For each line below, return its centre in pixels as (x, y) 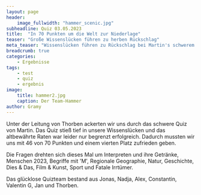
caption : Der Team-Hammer (49, 101)
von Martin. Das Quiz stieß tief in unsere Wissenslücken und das (86, 130)
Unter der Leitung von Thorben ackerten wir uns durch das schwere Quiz (97, 124)
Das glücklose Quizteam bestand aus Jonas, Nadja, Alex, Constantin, (91, 179)
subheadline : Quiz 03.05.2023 (44, 28)
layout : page (22, 12)
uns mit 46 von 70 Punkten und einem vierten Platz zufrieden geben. (91, 143)
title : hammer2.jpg (41, 95)
